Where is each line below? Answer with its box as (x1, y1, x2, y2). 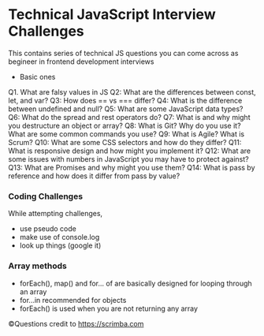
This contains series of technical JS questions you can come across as (8, 48, 239, 58)
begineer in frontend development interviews (8, 57, 154, 66)
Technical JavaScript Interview (8, 6, 216, 24)
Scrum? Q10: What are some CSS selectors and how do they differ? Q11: (8, 137, 242, 147)
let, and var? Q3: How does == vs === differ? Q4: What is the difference (8, 95, 243, 105)
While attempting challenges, (8, 209, 103, 218)
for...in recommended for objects (19, 295, 127, 304)
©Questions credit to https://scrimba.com (8, 319, 144, 328)
